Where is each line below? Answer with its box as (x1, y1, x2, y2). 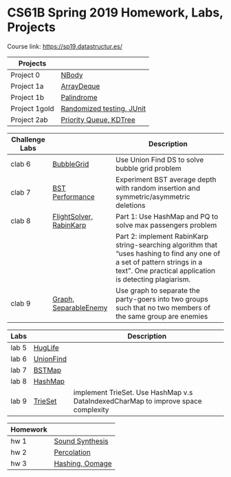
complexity (73, 405, 109, 414)
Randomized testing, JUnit (60, 103, 146, 113)
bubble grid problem (115, 163, 181, 173)
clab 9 (10, 298, 31, 308)
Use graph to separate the (115, 286, 201, 295)
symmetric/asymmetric (115, 191, 190, 201)
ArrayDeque (60, 81, 100, 91)
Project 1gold (10, 103, 54, 113)
